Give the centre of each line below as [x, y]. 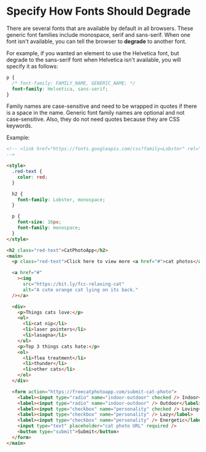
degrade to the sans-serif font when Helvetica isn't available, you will [94, 59]
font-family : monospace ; [49, 228]
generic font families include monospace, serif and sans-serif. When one [98, 34]
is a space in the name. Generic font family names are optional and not [96, 113]
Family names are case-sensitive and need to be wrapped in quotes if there [102, 106]
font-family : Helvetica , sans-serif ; [60, 89]
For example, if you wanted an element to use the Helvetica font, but [93, 53]
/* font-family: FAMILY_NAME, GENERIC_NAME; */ [74, 83]
